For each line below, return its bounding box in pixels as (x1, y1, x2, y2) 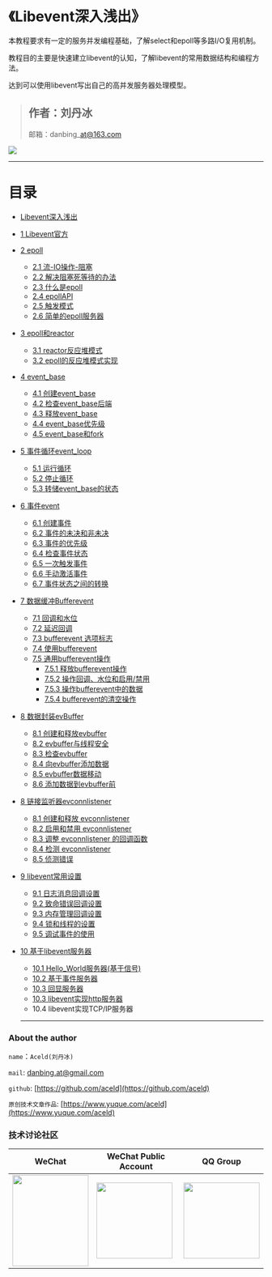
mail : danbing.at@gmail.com (8, 1067, 104, 1077)
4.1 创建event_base (32, 388, 96, 398)
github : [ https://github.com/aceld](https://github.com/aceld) (8, 1083, 210, 1093)
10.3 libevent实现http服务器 (32, 994, 123, 1003)
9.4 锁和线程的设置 (32, 918, 96, 928)
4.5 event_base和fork (32, 428, 104, 438)
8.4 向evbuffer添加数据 (32, 759, 109, 768)
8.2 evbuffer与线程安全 (32, 739, 109, 748)
